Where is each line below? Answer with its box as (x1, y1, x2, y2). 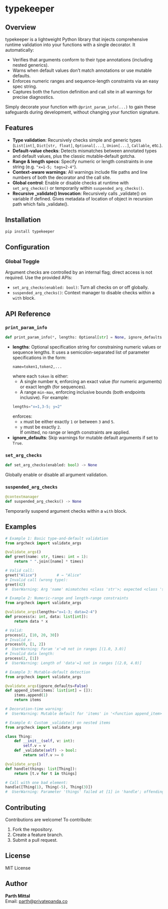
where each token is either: (12, 373, 68, 379)
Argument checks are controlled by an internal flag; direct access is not (5, 269, 152, 275)
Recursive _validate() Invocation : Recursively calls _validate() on (12, 190, 146, 196)
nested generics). (12, 62, 49, 68)
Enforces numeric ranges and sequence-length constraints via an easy (12, 78, 159, 84)
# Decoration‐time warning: (5, 707, 64, 712)
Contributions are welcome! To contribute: (5, 817, 92, 823)
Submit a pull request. (12, 837, 58, 843)
